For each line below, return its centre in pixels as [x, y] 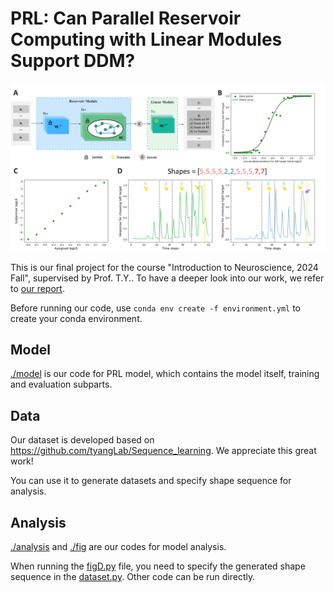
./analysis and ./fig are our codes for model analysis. [118, 547]
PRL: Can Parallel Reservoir [126, 18]
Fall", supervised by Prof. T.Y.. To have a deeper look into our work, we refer [167, 278]
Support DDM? [73, 61]
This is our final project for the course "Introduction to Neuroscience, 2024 [164, 267]
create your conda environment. [76, 318]
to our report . [37, 288]
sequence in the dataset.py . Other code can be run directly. [133, 577]
